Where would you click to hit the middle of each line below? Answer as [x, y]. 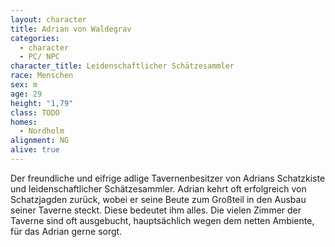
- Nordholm [42, 131]
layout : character [48, 19]
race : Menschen [42, 76]
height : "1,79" [42, 103]
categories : [35, 38]
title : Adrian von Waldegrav [71, 29]
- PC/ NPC [39, 57]
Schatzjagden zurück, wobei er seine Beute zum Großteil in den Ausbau [158, 199]
